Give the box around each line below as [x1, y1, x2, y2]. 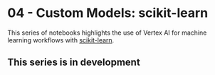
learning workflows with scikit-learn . [7, 35, 115, 44]
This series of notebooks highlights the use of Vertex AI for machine [7, 28, 207, 37]
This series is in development [7, 57, 140, 69]
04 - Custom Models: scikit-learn [7, 5, 209, 21]
